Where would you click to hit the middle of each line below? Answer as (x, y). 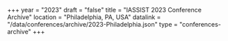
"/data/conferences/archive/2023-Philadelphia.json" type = (93, 24)
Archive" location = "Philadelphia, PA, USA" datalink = (84, 17)
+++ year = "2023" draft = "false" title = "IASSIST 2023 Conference (104, 10)
